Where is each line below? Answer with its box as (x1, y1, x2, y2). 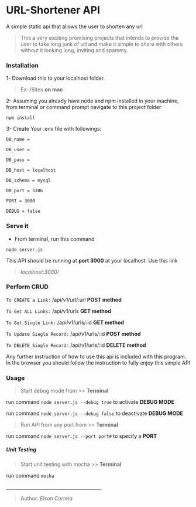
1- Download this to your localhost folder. (6, 74, 105, 82)
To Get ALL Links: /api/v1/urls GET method (6, 307, 111, 314)
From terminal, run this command (14, 235, 95, 242)
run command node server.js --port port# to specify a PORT (6, 433, 157, 440)
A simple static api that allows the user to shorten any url (6, 23, 143, 30)
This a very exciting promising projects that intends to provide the (20, 34, 179, 41)
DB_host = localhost (6, 168, 57, 173)
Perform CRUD (6, 283, 49, 291)
